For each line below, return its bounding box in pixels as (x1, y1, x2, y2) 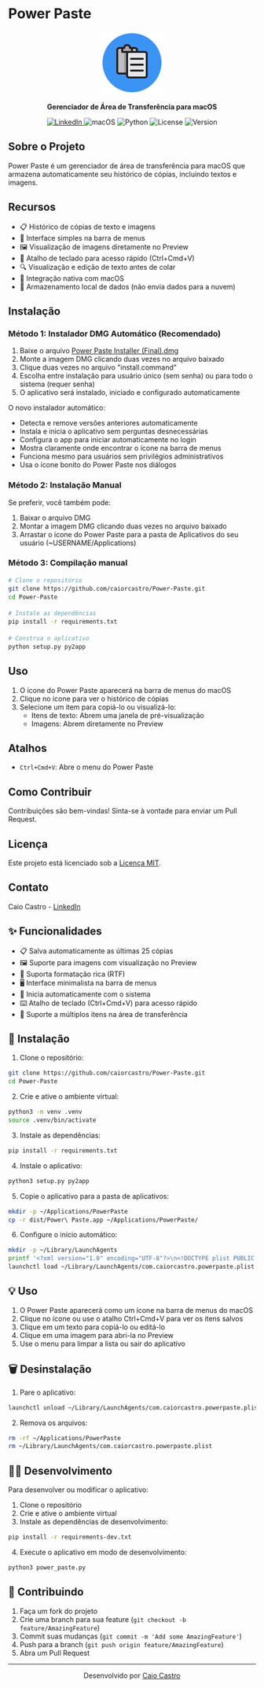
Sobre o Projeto (8, 140, 86, 153)
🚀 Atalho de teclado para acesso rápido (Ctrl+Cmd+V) (19, 253, 195, 263)
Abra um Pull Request (19, 1648, 90, 1657)
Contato (8, 881, 49, 894)
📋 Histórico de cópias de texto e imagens (19, 222, 156, 231)
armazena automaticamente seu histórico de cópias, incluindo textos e (8, 169, 237, 179)
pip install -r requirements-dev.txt (8, 1533, 132, 1542)
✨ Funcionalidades (8, 925, 102, 938)
